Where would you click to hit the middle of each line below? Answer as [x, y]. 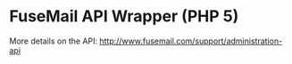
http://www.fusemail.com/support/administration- [191, 41]
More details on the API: [54, 41]
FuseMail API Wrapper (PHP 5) [124, 16]
